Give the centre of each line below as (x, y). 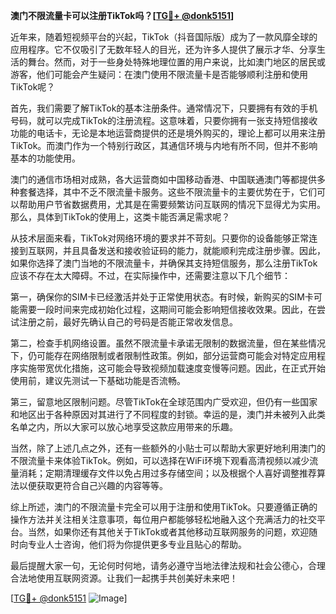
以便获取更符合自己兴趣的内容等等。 (93, 485)
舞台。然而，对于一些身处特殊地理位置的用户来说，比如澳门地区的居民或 (176, 62)
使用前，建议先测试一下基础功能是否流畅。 (98, 380)
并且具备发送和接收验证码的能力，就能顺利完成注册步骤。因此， (194, 250)
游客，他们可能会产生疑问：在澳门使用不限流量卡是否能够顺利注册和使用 (159, 74)
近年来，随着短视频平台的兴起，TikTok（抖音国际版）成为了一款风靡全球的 (164, 37)
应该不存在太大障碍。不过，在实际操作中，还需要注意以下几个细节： (150, 275)
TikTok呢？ (33, 87)
